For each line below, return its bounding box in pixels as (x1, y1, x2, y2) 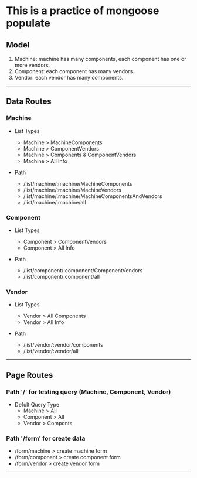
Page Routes (6, 370, 53, 380)
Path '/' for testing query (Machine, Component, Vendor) (6, 388, 171, 396)
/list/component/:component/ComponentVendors (23, 267, 143, 274)
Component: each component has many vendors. (14, 68, 135, 74)
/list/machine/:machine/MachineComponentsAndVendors (23, 192, 162, 200)
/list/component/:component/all (23, 273, 100, 280)
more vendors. (14, 62, 50, 69)
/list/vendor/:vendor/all (23, 347, 79, 355)
